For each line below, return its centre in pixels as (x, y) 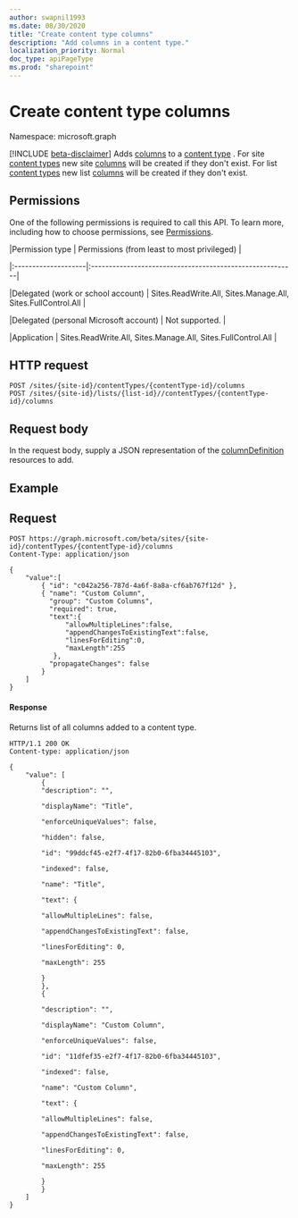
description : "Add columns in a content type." (99, 42)
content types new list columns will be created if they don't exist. (128, 172)
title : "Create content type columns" (81, 34)
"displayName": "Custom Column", (103, 1025)
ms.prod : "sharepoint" (51, 68)
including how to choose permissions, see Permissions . (112, 231)
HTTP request (49, 366)
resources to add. (41, 460)
